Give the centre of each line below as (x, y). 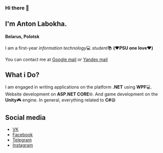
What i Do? (22, 75)
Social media (26, 118)
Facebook (23, 135)
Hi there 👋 (17, 8)
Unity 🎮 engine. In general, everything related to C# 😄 (60, 100)
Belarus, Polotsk (22, 36)
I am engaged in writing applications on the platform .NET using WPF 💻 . (79, 87)
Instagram (23, 145)
